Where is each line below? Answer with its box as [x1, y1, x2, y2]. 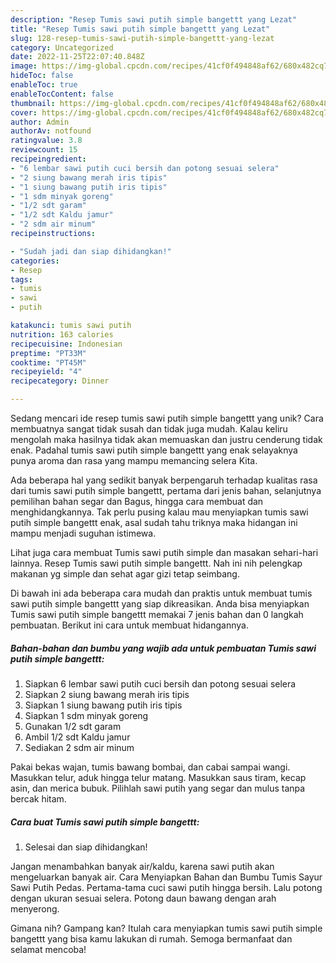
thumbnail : [10, 98, 56, 108]
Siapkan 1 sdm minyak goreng [24, 709, 149, 721]
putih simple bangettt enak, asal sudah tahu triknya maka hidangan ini [10, 517, 298, 528]
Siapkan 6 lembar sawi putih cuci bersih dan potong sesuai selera [24, 677, 297, 690]
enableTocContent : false [10, 89, 114, 99]
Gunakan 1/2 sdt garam [24, 720, 122, 732]
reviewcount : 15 [10, 145, 78, 155]
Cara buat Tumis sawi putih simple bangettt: [10, 816, 200, 828]
